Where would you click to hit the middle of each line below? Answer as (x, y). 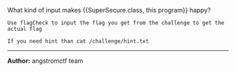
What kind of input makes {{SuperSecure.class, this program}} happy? (109, 10)
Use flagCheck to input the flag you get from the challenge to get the (116, 23)
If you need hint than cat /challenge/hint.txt (78, 41)
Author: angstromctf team (45, 61)
